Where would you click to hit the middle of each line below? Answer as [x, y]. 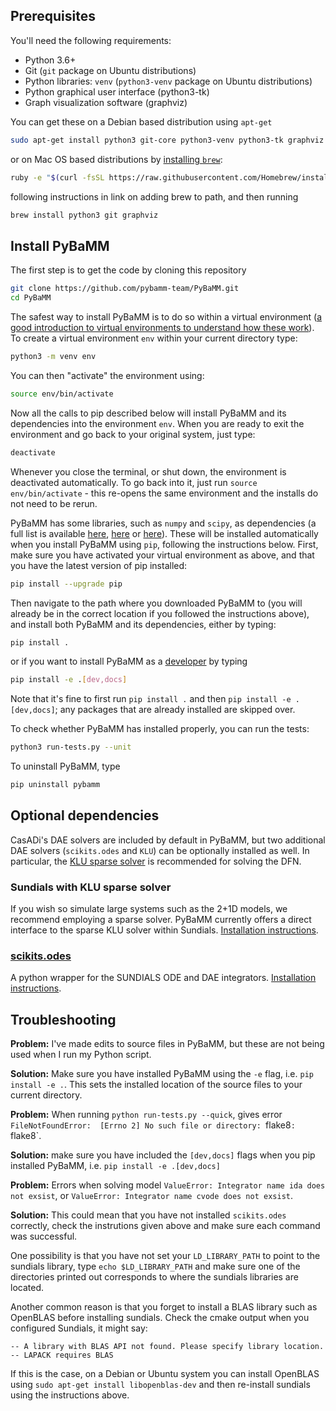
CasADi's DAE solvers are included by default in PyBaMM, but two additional [168, 840]
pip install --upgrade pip [66, 584]
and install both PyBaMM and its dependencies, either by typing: [143, 624]
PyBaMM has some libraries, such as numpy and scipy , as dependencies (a [163, 523]
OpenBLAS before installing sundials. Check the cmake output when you [160, 1318]
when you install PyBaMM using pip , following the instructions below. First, [164, 544]
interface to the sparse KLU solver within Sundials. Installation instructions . [164, 930]
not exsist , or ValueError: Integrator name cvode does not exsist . [151, 1196]
